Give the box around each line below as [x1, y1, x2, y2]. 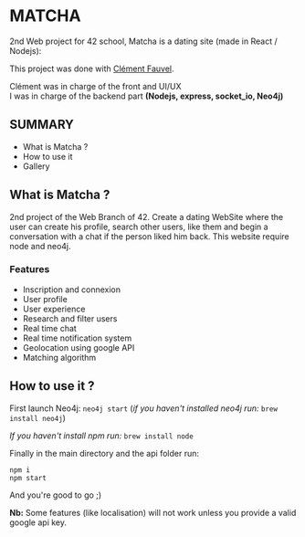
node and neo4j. [9, 240, 71, 251]
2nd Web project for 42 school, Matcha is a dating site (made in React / [9, 36, 278, 47]
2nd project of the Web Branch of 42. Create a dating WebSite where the [9, 211, 284, 222]
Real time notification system [22, 332, 132, 343]
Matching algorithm [22, 352, 97, 363]
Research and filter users [22, 312, 118, 324]
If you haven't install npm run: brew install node [9, 430, 194, 441]
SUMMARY [9, 117, 75, 132]
